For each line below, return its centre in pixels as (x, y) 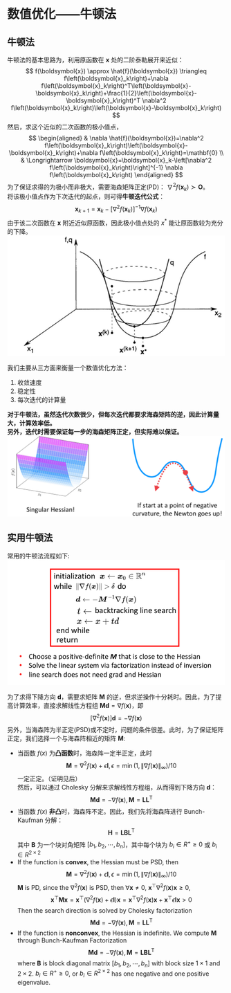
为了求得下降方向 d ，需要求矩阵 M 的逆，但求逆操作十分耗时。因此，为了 (111, 697)
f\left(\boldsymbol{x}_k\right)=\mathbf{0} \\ (161, 153)
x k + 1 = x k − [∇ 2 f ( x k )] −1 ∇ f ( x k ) (116, 209)
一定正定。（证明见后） (49, 778)
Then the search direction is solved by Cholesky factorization (104, 910)
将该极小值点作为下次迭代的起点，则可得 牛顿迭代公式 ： (86, 197)
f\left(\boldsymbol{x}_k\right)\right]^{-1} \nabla (116, 167)
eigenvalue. (34, 983)
